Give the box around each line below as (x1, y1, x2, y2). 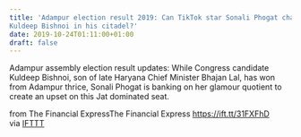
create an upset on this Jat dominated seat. (9, 91, 170, 102)
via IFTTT (9, 118, 45, 129)
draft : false (9, 38, 58, 47)
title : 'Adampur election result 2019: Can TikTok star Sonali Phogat (9, 13, 279, 22)
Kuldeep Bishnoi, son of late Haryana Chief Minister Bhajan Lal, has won (9, 73, 276, 83)
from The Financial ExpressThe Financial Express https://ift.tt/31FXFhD (9, 108, 271, 119)
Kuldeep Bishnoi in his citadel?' (9, 21, 139, 30)
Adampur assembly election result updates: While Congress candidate (9, 63, 270, 73)
